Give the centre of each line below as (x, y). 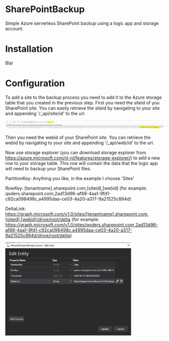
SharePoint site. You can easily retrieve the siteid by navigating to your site (82, 108)
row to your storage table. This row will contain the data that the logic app (82, 163)
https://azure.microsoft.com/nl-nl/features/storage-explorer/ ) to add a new (83, 158)
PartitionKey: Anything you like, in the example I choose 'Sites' (70, 179)
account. (14, 28)
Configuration (35, 83)
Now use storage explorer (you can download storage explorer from (76, 153)
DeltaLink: (16, 209)
